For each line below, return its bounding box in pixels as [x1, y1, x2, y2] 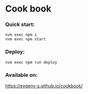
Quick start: [5, 21, 35, 28]
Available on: [5, 71, 38, 78]
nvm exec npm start [5, 37, 46, 42]
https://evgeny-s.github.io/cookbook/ [5, 83, 83, 89]
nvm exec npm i [5, 32, 37, 38]
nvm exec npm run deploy [5, 60, 57, 65]
